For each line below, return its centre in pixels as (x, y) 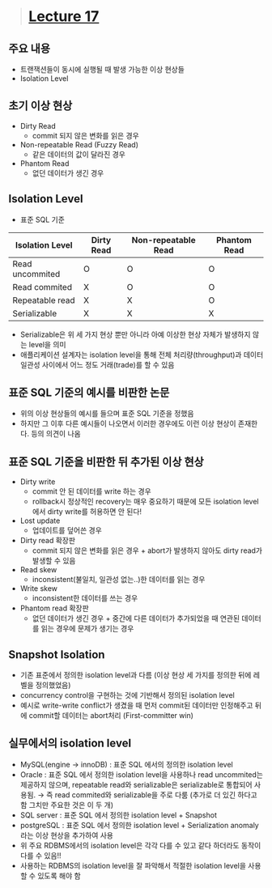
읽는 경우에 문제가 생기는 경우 (87, 629)
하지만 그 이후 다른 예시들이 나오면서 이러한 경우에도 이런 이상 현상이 (128, 423)
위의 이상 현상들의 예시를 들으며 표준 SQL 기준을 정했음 (107, 414)
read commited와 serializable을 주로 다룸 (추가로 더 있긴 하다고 (156, 795)
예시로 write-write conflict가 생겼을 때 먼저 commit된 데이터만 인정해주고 (136, 705)
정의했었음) (53, 685)
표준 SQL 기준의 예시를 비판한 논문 (89, 393)
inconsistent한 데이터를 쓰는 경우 (85, 598)
